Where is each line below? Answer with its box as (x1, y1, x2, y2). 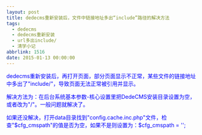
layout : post (6, 9, 40, 15)
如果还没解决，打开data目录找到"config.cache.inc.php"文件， (6, 114, 162, 121)
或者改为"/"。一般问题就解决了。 (6, 101, 89, 108)
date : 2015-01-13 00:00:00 (6, 55, 75, 61)
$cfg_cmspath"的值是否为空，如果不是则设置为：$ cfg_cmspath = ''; (14, 121, 186, 129)
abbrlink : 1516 (6, 49, 45, 55)
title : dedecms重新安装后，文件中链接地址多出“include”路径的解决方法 (6, 15, 170, 21)
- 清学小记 (12, 44, 36, 50)
